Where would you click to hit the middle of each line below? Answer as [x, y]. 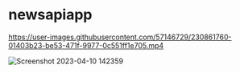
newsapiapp [50, 15]
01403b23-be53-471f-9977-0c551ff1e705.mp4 [86, 45]
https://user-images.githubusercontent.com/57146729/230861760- [120, 37]
